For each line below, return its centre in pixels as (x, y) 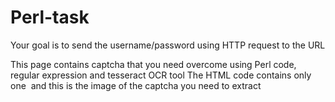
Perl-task (50, 17)
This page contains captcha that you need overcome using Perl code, (153, 64)
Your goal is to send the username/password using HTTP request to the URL (168, 45)
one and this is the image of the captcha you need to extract (136, 85)
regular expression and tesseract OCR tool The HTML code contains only (161, 75)
